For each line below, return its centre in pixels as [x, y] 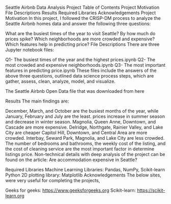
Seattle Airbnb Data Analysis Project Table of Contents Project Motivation [82, 7]
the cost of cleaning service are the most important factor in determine [80, 149]
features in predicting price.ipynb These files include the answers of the [81, 70]
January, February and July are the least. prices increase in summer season [85, 116]
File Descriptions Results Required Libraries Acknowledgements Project [81, 13]
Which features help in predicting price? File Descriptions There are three [82, 44]
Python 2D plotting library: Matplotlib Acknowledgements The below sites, [83, 175]
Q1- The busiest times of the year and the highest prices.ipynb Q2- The [80, 60]
